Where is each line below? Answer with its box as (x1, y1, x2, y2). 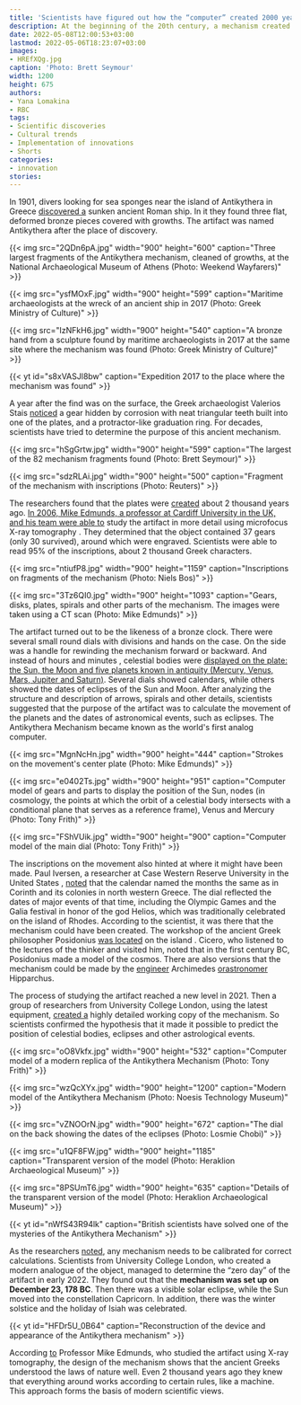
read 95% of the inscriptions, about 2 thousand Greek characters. (9, 545, 253, 557)
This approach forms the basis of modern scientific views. (9, 1385, 224, 1397)
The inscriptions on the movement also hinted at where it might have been (9, 859, 283, 870)
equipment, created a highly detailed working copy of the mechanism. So (9, 1010, 280, 1021)
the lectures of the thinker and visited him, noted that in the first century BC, (9, 944, 290, 955)
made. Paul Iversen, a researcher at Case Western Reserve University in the (9, 868, 289, 879)
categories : (9, 155, 54, 164)
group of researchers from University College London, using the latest (9, 1000, 269, 1011)
